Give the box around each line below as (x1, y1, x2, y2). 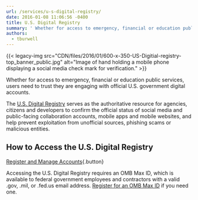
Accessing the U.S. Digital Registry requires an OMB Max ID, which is (6, 169, 174, 176)
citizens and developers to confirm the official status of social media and (6, 107, 183, 113)
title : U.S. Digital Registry (6, 19, 81, 25)
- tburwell (11, 36, 38, 42)
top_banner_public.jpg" (6, 58, 63, 65)
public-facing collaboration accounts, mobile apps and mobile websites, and (6, 113, 192, 120)
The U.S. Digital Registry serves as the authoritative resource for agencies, (6, 100, 187, 107)
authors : (6, 31, 28, 37)
